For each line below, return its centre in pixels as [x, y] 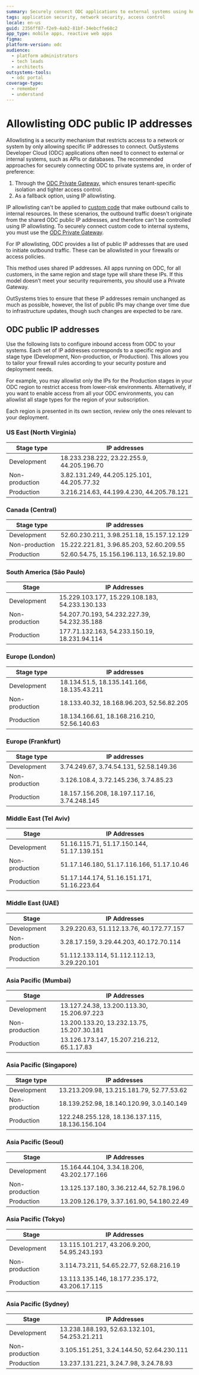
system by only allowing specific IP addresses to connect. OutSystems [92, 146]
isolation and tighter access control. [58, 189]
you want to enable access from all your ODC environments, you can [90, 393]
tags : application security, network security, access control [86, 17]
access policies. [26, 256]
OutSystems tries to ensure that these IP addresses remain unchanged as [96, 298]
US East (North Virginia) [41, 432]
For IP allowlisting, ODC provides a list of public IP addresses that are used [97, 244]
